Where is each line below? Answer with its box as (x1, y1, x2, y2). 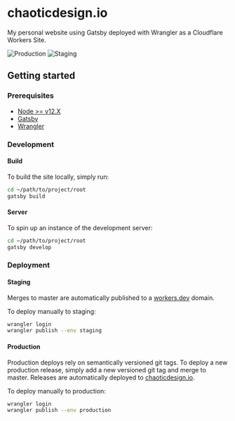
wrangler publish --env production (7, 407, 112, 414)
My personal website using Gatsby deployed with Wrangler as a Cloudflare (7, 28, 223, 37)
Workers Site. (7, 35, 47, 44)
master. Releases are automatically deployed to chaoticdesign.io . (7, 373, 195, 382)
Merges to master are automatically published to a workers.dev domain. (7, 294, 215, 302)
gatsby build (7, 192, 46, 200)
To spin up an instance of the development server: (7, 223, 153, 232)
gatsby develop (7, 244, 52, 251)
